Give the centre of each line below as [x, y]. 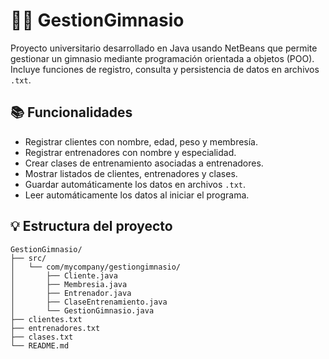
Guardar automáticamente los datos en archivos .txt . [135, 184]
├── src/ [28, 258]
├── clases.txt [42, 337]
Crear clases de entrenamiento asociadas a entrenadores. [144, 163]
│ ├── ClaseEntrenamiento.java [89, 302]
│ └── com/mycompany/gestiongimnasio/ [96, 267]
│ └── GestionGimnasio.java [82, 310]
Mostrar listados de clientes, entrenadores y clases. [131, 173]
